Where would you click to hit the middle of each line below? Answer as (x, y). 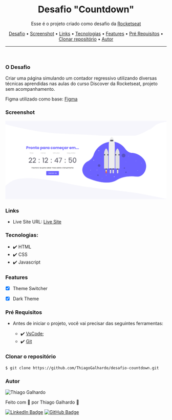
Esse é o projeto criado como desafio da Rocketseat (86, 24)
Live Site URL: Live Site (37, 222)
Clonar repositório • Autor (86, 39)
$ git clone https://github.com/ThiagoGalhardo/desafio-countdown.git (82, 368)
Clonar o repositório (31, 356)
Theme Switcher (30, 289)
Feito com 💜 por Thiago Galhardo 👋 (42, 402)
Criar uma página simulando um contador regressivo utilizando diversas (81, 78)
